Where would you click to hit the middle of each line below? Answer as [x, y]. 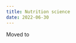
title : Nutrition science [38, 12]
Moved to [18, 34]
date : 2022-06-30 [28, 17]
